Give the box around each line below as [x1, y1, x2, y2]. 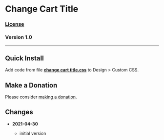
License [5, 21, 24, 28]
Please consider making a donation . [5, 94, 77, 100]
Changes [5, 108, 33, 116]
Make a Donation [5, 81, 58, 89]
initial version [19, 130, 46, 136]
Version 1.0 [5, 34, 33, 41]
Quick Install [5, 54, 44, 62]
